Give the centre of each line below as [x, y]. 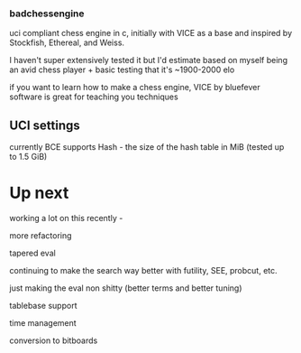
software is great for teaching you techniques [94, 97]
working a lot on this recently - [66, 218]
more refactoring [41, 236]
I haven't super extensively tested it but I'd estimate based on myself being [149, 60]
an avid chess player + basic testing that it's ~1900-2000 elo [122, 70]
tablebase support [43, 306]
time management [43, 323]
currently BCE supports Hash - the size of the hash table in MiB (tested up [147, 147]
